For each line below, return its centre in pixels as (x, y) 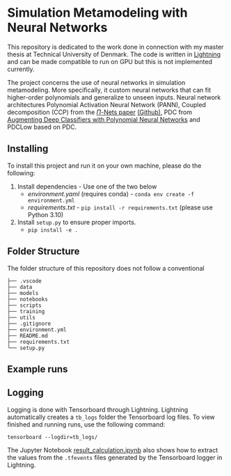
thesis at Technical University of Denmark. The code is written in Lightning (114, 54)
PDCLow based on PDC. (42, 127)
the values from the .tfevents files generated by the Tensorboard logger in (115, 457)
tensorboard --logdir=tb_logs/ (53, 437)
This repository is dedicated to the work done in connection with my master (115, 47)
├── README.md (28, 335)
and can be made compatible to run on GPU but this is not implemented (110, 61)
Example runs (38, 369)
